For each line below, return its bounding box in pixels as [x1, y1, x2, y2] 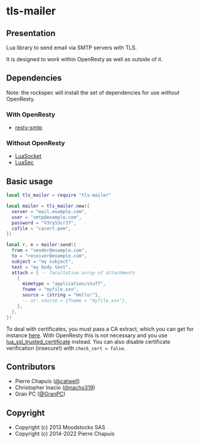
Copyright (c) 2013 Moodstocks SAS [14, 424, 106, 431]
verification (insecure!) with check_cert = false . [6, 344, 126, 352]
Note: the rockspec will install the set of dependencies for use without [6, 89, 180, 96]
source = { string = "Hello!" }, [22, 292, 101, 298]
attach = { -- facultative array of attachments [11, 270, 136, 276]
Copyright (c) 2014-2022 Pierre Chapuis [14, 430, 115, 438]
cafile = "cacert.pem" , [11, 225, 71, 232]
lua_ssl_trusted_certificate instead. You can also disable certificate [6, 338, 171, 345]
